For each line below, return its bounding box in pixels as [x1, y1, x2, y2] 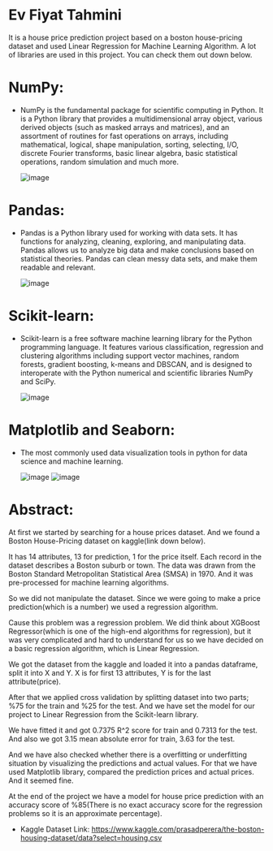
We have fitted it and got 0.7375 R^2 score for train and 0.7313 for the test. [8, 725, 258, 735]
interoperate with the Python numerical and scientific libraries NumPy [19, 368, 253, 378]
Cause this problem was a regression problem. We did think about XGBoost [8, 617, 261, 627]
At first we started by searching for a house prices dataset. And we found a [8, 527, 260, 537]
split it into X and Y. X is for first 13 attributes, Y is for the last [8, 667, 211, 677]
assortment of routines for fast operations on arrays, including [19, 131, 229, 140]
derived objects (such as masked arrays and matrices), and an [19, 122, 230, 132]
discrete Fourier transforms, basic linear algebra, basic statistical [19, 148, 238, 158]
